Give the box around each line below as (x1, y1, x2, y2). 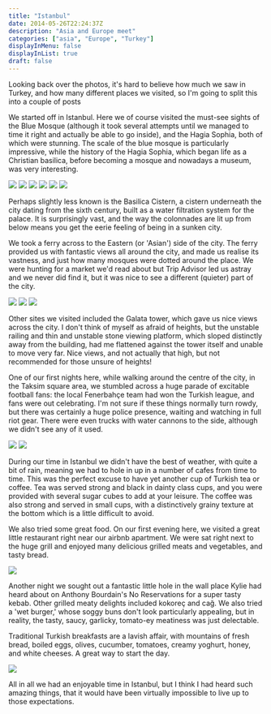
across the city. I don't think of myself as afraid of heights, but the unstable (8, 322, 260, 332)
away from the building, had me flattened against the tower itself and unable (8, 339, 264, 349)
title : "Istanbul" (8, 11, 71, 20)
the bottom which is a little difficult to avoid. (8, 508, 154, 518)
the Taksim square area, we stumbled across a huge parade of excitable (8, 381, 250, 390)
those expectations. (8, 696, 75, 706)
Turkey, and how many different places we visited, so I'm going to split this (8, 88, 258, 97)
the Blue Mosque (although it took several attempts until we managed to (8, 121, 249, 131)
